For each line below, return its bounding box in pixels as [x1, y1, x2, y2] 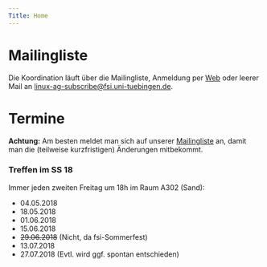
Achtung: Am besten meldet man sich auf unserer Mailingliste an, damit [8, 136, 247, 145]
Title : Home [8, 11, 48, 20]
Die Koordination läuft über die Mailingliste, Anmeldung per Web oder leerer [8, 73, 259, 83]
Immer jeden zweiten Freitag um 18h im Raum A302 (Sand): [8, 182, 205, 192]
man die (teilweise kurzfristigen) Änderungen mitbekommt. [8, 144, 203, 154]
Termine [8, 109, 66, 127]
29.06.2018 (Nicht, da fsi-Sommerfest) [19, 232, 148, 241]
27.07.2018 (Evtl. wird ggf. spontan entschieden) [19, 249, 179, 259]
